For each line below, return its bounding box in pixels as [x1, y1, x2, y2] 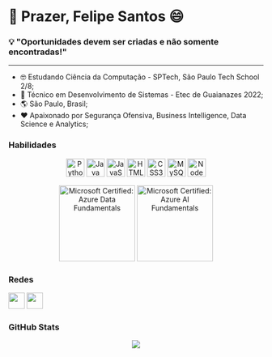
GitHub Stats [8, 321, 60, 333]
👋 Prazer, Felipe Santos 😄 [8, 7, 185, 26]
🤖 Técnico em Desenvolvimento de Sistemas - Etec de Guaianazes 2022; [19, 90, 264, 100]
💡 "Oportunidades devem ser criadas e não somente [8, 36, 219, 48]
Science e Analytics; [19, 119, 89, 129]
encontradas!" [8, 46, 67, 57]
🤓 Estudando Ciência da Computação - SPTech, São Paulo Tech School [19, 72, 260, 82]
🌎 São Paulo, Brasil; [19, 99, 88, 108]
